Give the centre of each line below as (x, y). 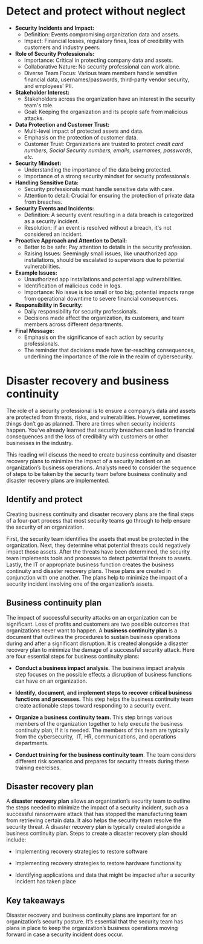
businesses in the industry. (40, 443)
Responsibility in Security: (49, 305)
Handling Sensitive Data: (47, 182)
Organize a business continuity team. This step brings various (94, 717)
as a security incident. (52, 221)
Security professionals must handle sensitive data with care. (99, 189)
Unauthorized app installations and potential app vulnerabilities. (103, 279)
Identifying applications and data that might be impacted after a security (105, 875)
